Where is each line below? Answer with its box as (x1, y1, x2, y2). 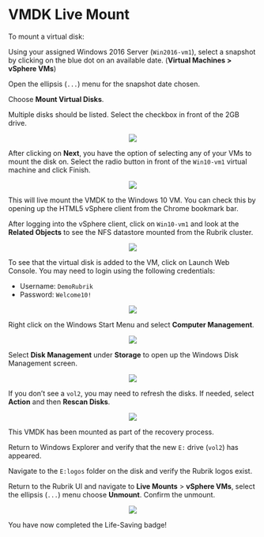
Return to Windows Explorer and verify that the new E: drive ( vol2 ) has (8, 442, 239, 452)
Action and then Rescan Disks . (8, 397, 111, 407)
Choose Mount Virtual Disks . (8, 94, 104, 104)
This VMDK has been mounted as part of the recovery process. (8, 427, 215, 437)
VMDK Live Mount (8, 6, 130, 24)
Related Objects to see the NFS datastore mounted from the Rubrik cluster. (8, 227, 254, 236)
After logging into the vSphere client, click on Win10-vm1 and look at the (8, 219, 239, 229)
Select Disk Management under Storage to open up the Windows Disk (8, 350, 239, 359)
